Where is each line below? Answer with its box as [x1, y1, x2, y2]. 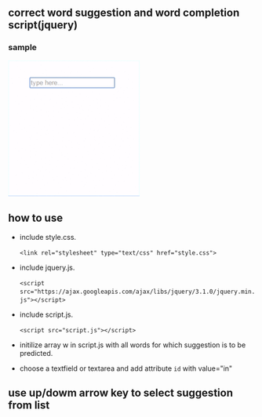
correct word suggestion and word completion [8, 6, 240, 20]
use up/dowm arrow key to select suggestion [8, 386, 234, 399]
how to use [8, 212, 64, 225]
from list [8, 398, 50, 412]
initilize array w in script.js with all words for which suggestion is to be [19, 340, 246, 350]
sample [8, 42, 38, 53]
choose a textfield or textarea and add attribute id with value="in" [19, 364, 233, 373]
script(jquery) [8, 19, 78, 32]
